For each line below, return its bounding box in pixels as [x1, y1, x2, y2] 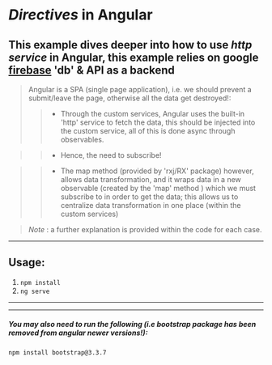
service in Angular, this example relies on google [8, 50, 259, 64]
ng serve [19, 287, 50, 295]
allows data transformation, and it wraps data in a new [60, 175, 241, 184]
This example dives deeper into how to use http [8, 38, 253, 52]
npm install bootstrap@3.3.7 [8, 348, 107, 357]
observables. [60, 135, 104, 144]
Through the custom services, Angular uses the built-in [60, 109, 245, 118]
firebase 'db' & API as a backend [8, 63, 176, 77]
